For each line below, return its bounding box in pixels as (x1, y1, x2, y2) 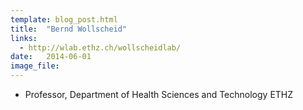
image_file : (10, 61, 60, 71)
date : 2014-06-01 (10, 52, 92, 62)
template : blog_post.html (10, 14, 118, 25)
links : (10, 33, 38, 43)
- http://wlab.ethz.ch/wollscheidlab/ (19, 42, 182, 53)
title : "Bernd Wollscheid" (10, 24, 128, 34)
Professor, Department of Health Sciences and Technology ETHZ (24, 89, 294, 100)
